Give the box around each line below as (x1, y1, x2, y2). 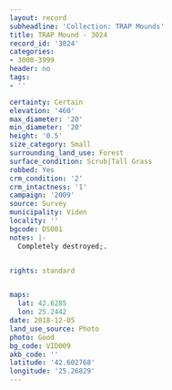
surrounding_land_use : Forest (9, 149, 125, 158)
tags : (9, 73, 30, 82)
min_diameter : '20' (9, 123, 84, 132)
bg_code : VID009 (9, 341, 71, 351)
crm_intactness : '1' (9, 182, 88, 191)
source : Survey (9, 200, 67, 209)
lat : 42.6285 (17, 299, 67, 308)
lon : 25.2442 (17, 307, 67, 317)
